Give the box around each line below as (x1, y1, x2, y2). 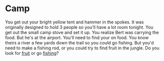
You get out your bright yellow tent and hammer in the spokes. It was (5, 19, 144, 25)
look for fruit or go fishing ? (5, 50, 59, 56)
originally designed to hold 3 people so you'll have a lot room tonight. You (5, 24, 153, 30)
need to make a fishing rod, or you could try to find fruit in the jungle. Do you (5, 45, 160, 51)
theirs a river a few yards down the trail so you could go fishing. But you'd (5, 40, 154, 45)
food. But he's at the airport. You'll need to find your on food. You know (5, 35, 149, 41)
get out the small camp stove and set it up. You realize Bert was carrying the (5, 29, 159, 35)
